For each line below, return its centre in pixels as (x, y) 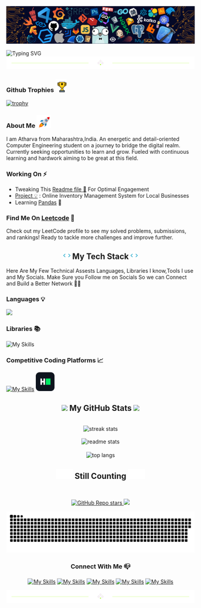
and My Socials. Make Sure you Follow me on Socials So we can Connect (97, 277)
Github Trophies (30, 90)
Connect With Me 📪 (100, 566)
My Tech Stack (100, 256)
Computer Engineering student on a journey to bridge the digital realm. (93, 145)
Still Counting (100, 476)
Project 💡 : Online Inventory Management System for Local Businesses (102, 196)
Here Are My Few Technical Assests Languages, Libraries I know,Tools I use (100, 271)
